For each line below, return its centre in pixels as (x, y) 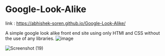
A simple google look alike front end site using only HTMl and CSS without (83, 33)
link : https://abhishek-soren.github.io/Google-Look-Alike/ (65, 23)
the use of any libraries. (30, 38)
